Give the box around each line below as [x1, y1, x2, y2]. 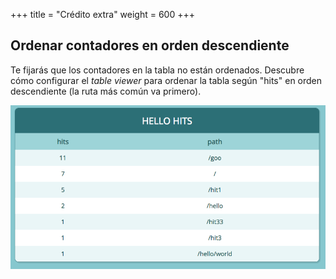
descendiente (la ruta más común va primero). [10, 85, 202, 97]
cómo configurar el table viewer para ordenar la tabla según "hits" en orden [10, 74, 323, 86]
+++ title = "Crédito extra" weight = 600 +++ [10, 9, 195, 20]
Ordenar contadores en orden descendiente [10, 37, 290, 54]
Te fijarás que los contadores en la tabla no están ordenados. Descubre [10, 64, 305, 76]
